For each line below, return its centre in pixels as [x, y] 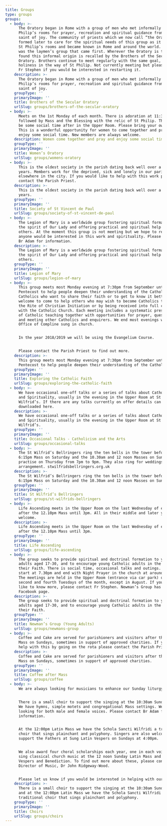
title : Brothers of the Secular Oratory [56, 103]
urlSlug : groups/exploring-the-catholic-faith [63, 384]
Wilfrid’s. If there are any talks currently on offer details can [90, 402]
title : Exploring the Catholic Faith [53, 379]
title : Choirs [29, 812]
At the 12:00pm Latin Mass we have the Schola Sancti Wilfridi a [87, 729]
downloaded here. [36, 407]
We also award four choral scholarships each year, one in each [86, 752]
